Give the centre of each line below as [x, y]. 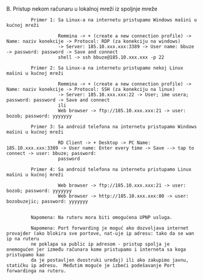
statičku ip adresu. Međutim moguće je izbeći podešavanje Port [91, 265]
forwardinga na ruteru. [36, 271]
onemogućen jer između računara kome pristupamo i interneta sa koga [96, 249]
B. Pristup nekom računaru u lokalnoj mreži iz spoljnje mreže [82, 9]
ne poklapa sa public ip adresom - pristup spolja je [100, 244]
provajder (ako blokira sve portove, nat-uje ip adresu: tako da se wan [100, 234]
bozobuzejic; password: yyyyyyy [47, 201]
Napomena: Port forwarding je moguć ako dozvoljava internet [110, 228]
